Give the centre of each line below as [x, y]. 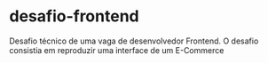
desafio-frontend [74, 16]
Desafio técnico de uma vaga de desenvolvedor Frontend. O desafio [134, 41]
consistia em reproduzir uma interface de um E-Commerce [117, 50]
